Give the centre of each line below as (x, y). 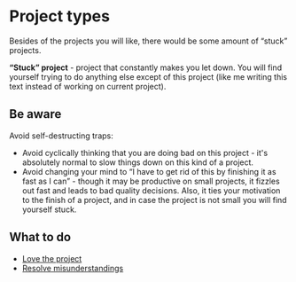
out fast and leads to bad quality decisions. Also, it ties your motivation (151, 190)
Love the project (52, 258)
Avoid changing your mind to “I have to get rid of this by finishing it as (149, 171)
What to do (40, 237)
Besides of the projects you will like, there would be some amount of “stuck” (148, 41)
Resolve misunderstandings (73, 268)
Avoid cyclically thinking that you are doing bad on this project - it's (145, 153)
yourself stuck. (49, 209)
